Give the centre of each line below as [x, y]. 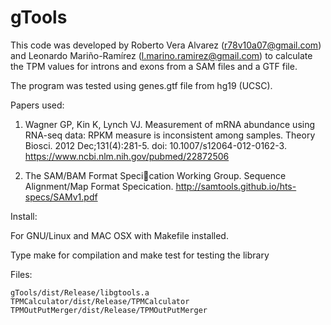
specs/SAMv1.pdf [61, 197]
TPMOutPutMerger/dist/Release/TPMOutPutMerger [109, 310]
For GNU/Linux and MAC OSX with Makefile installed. [119, 235]
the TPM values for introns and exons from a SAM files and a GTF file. [154, 66]
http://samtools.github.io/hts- [236, 186]
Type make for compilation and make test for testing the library [140, 255]
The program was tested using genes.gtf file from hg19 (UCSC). [141, 85]
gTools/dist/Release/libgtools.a [80, 292]
